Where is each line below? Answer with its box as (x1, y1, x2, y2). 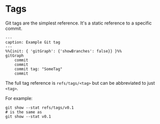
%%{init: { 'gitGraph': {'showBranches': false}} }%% (5, 48, 122, 54)
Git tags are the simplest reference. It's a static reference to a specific (5, 20, 152, 26)
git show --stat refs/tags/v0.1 (5, 105, 74, 110)
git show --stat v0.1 (5, 114, 51, 119)
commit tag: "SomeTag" (14, 66, 63, 71)
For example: (5, 95, 33, 101)
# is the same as (5, 109, 42, 115)
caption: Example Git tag (5, 39, 60, 45)
